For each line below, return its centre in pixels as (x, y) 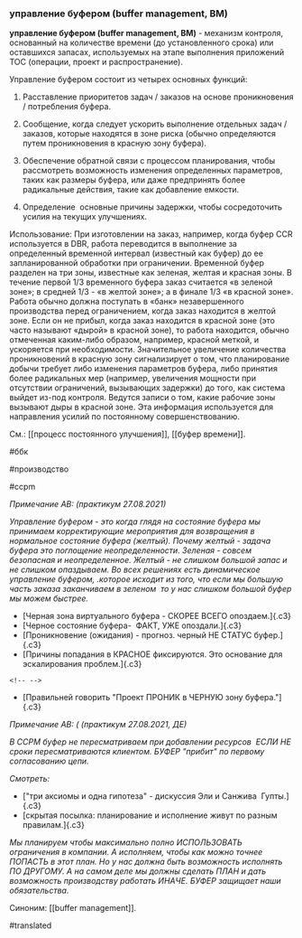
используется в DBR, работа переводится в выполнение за (123, 244)
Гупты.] (275, 796)
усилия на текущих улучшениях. (84, 217)
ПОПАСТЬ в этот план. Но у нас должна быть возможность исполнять (146, 862)
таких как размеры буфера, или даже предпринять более (134, 180)
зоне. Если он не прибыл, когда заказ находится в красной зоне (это (142, 321)
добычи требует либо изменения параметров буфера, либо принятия (143, 369)
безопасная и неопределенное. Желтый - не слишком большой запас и (148, 560)
